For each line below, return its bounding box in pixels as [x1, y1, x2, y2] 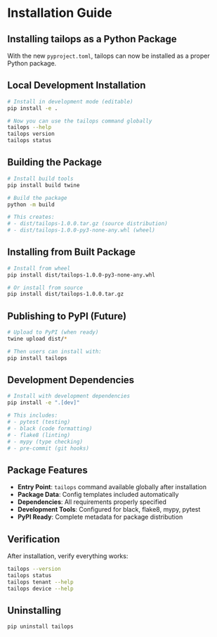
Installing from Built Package [7, 246, 136, 258]
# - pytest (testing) [7, 419, 71, 426]
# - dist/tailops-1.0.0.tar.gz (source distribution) [7, 220, 169, 227]
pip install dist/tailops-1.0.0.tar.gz [7, 291, 124, 298]
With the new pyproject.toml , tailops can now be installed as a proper [7, 51, 211, 60]
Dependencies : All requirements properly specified [17, 498, 167, 506]
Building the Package [7, 156, 102, 168]
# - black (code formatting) [7, 424, 93, 432]
